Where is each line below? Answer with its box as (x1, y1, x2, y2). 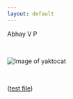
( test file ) (7, 84, 33, 92)
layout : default (7, 10, 54, 18)
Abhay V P (7, 29, 38, 38)
